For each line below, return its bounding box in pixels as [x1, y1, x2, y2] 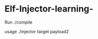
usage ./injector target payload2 [4, 28, 69, 34]
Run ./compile [4, 19, 33, 25]
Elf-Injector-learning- [4, 3, 94, 14]
